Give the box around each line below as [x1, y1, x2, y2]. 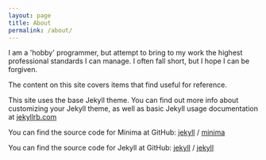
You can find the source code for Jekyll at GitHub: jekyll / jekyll [8, 143, 214, 153]
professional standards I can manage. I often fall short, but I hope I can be [8, 56, 250, 66]
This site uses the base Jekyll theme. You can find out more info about [8, 96, 239, 105]
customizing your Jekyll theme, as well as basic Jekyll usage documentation [8, 104, 259, 113]
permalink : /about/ [8, 26, 73, 34]
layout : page [8, 11, 52, 20]
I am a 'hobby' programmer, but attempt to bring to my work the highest [8, 48, 243, 58]
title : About [8, 19, 52, 27]
